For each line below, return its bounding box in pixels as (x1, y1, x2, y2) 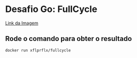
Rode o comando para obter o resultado (5, 34, 132, 43)
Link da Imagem (5, 20, 39, 26)
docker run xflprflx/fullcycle (5, 47, 71, 53)
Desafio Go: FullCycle (5, 3, 97, 15)
